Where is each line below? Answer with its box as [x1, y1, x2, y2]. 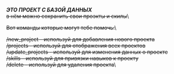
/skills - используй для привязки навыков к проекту [6, 55, 139, 61]
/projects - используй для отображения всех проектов [6, 42, 146, 49]
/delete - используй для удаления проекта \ [6, 61, 116, 68]
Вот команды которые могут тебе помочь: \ [6, 24, 117, 31]
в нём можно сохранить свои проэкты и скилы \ [6, 13, 129, 20]
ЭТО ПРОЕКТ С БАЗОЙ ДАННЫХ [6, 7, 92, 13]
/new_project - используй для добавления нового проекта [6, 36, 155, 42]
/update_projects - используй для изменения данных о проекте [6, 48, 168, 55]
